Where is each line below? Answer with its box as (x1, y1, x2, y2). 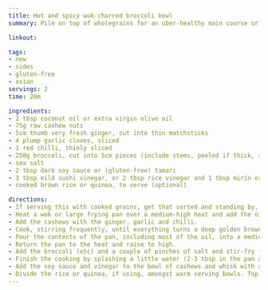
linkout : (8, 34, 37, 42)
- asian (8, 77, 34, 85)
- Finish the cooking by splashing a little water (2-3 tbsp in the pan (8, 255, 255, 264)
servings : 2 (8, 85, 48, 93)
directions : (8, 196, 48, 204)
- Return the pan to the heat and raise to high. (8, 240, 177, 248)
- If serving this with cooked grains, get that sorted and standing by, (8, 203, 259, 212)
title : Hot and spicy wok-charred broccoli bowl (8, 11, 173, 20)
